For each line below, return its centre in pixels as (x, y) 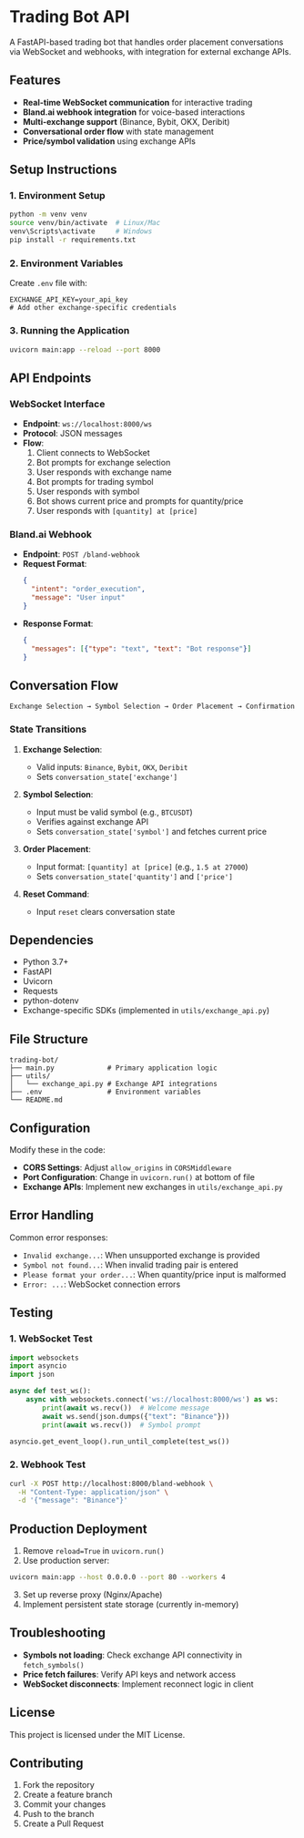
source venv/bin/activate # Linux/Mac (85, 223)
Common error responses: (59, 1237)
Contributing (46, 1764)
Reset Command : (56, 894)
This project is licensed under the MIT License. (97, 1734)
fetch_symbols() (53, 1665)
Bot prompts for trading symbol (95, 482)
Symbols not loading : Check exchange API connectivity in (132, 1655)
